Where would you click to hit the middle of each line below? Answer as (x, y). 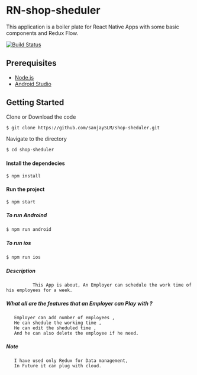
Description (21, 271)
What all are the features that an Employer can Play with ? (79, 303)
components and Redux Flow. (42, 33)
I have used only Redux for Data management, (71, 361)
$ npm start (21, 202)
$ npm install (24, 176)
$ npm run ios (24, 258)
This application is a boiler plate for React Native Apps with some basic (93, 27)
